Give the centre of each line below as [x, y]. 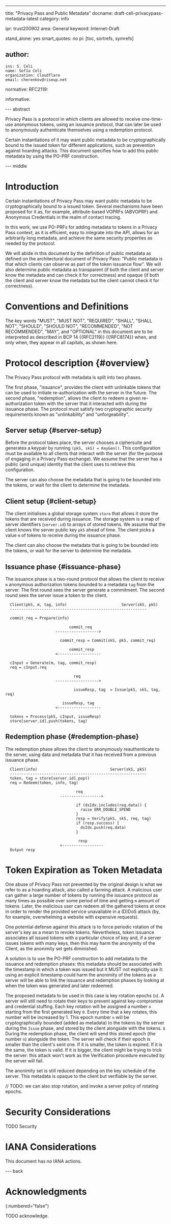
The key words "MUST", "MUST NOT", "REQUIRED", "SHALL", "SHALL [79, 321]
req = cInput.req [28, 667]
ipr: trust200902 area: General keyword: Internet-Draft [62, 28]
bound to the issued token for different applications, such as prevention [80, 145]
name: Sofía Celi [24, 71]
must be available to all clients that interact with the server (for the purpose [84, 454]
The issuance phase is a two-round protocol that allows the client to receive [85, 579]
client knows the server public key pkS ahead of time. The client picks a [80, 530]
